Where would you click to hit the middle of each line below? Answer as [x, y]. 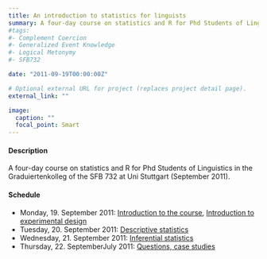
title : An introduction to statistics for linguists [97, 15]
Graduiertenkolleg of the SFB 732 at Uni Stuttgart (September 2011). [119, 176]
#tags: [19, 30]
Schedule [25, 195]
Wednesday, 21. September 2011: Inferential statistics [106, 238]
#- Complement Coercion [48, 38]
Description [28, 150]
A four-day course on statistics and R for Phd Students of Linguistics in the [130, 168]
